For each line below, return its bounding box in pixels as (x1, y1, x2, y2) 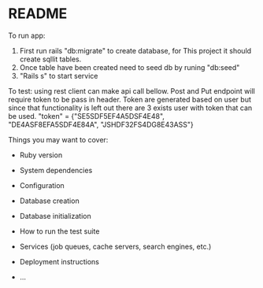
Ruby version (19, 150, 63, 160)
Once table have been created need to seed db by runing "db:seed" (19, 62, 240, 72)
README (8, 5, 68, 23)
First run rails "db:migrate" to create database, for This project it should (19, 46, 252, 55)
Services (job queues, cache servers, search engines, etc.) (19, 242, 212, 251)
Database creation (19, 196, 80, 205)
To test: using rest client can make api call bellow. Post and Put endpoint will (8, 86, 256, 95)
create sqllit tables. (19, 54, 82, 64)
